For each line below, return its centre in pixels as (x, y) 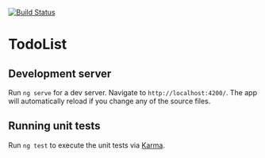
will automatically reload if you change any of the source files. (109, 101)
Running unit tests (54, 126)
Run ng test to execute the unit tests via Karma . (86, 145)
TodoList (38, 44)
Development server (60, 73)
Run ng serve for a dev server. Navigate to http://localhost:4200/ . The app (133, 92)
